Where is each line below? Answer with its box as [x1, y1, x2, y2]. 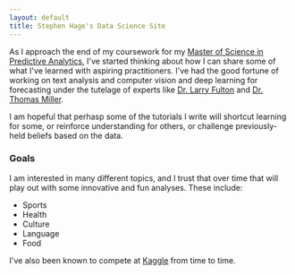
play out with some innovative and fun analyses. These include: [9, 182, 243, 193]
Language [21, 228, 60, 238]
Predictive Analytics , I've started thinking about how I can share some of [9, 56, 276, 66]
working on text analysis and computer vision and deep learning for [9, 74, 258, 85]
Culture [21, 219, 50, 229]
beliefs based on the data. [27, 130, 123, 141]
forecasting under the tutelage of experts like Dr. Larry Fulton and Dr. [9, 84, 264, 95]
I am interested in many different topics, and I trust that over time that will [9, 172, 279, 184]
